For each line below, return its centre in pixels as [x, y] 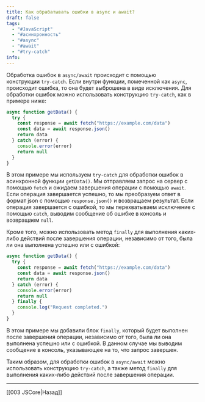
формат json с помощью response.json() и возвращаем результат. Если [100, 201]
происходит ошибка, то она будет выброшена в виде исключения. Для [99, 88]
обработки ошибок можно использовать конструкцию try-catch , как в [99, 94]
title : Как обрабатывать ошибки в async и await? [71, 12]
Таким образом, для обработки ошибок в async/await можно [86, 362]
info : [13, 57]
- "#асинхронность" [37, 35]
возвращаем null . [30, 220]
